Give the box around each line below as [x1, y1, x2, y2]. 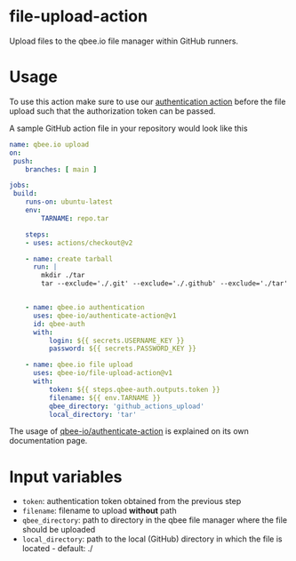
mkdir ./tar [41, 271, 86, 280]
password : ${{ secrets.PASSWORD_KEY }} [48, 344, 197, 353]
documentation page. [9, 436, 88, 446]
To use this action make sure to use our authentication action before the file [9, 96, 286, 107]
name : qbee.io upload [9, 140, 90, 148]
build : [12, 189, 38, 198]
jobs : [9, 180, 29, 190]
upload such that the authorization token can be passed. [9, 105, 216, 116]
